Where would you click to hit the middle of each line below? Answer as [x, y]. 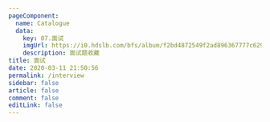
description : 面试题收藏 [61, 53]
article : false [34, 90]
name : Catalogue [43, 23]
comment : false [34, 98]
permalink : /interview [46, 75]
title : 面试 [27, 61]
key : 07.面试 [43, 38]
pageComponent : [34, 16]
